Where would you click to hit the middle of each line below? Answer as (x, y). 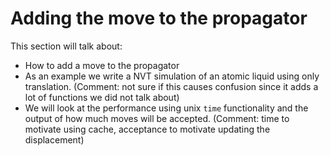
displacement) (54, 139)
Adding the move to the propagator (159, 18)
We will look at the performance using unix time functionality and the (166, 108)
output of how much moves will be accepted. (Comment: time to (157, 118)
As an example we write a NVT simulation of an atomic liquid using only (172, 76)
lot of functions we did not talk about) (102, 97)
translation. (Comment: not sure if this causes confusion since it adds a (171, 86)
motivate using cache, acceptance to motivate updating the (147, 129)
